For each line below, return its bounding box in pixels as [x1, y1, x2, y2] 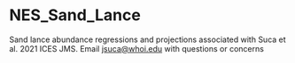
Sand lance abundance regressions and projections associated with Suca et [9, 34, 286, 45]
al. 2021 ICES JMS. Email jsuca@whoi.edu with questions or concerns [9, 43, 264, 53]
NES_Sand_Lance [9, 5, 142, 25]
